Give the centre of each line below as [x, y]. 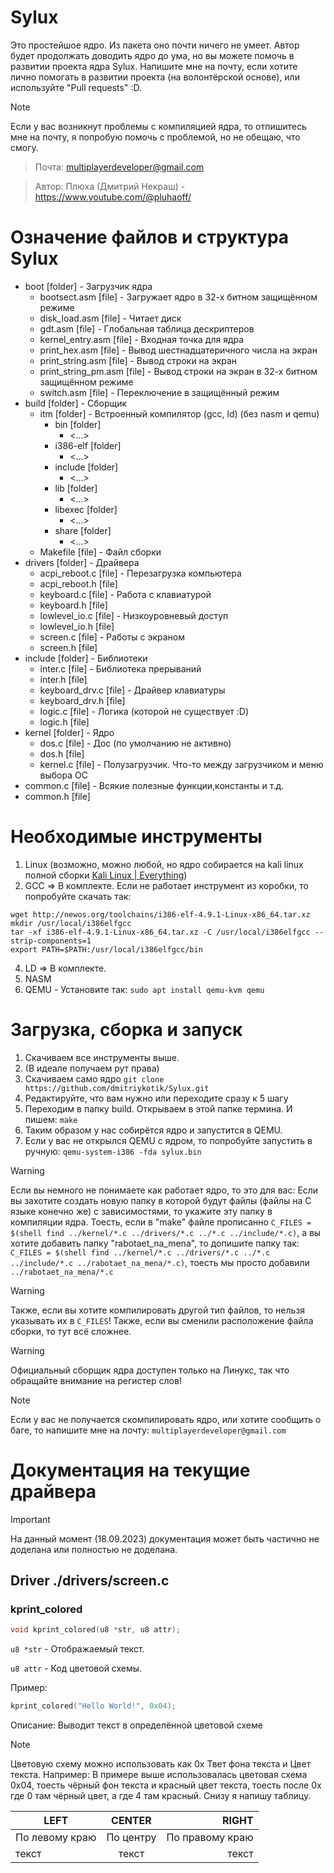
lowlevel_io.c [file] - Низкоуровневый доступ [134, 615]
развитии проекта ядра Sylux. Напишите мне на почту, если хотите [154, 66]
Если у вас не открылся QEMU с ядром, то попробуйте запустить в [168, 1140]
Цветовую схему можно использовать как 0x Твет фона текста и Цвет [161, 1764]
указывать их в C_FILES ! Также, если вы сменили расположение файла [162, 1320]
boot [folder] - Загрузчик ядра [88, 286]
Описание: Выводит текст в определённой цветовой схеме [136, 1725]
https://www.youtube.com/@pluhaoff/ [113, 197]
